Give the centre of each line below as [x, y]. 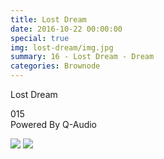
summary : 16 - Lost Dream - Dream [82, 57]
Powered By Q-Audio [54, 124]
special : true [40, 38]
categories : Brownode [55, 66]
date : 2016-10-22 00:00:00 [66, 29]
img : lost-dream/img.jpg [62, 47]
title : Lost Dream [48, 19]
